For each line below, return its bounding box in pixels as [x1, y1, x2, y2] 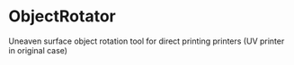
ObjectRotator [8, 6, 116, 27]
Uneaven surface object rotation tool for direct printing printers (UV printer [8, 36, 285, 46]
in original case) [8, 45, 68, 55]
